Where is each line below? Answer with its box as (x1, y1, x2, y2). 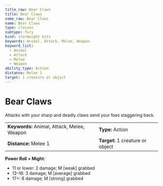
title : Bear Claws (5, 12, 42, 17)
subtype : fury (5, 30, 34, 35)
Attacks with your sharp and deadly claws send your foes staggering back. (5, 112, 155, 118)
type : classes (5, 25, 34, 30)
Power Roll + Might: (5, 155, 45, 161)
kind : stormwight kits (5, 35, 51, 39)
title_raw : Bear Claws (5, 7, 51, 12)
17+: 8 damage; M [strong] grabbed (12, 175, 83, 181)
